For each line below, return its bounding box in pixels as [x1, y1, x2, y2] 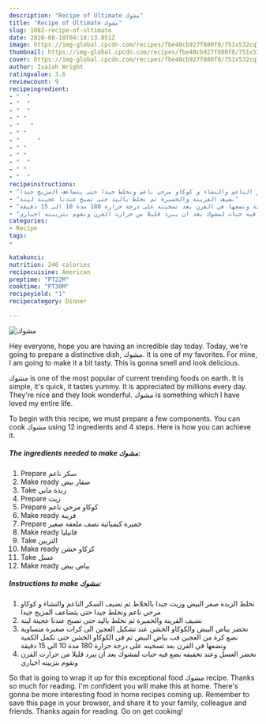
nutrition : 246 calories [9, 261, 91, 268]
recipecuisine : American [9, 268, 91, 276]
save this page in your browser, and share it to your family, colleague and [9, 698, 247, 707]
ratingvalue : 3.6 [9, 70, 66, 78]
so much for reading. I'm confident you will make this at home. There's [9, 681, 239, 691]
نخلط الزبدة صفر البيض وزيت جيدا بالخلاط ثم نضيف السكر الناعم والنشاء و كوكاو [20, 598, 256, 608]
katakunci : [9, 253, 45, 261]
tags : [9, 232, 27, 240]
